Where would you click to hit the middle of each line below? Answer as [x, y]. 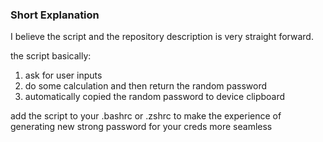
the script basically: [51, 56]
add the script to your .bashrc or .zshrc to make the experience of [146, 116]
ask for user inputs [63, 75]
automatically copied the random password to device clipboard [155, 97]
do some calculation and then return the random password [146, 86]
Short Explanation [55, 15]
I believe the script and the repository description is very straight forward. [162, 37]
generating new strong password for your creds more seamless [141, 127]
